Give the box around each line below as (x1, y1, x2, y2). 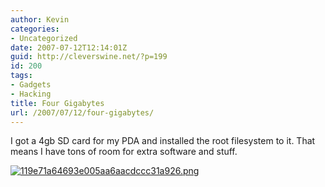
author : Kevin (10, 14, 70, 25)
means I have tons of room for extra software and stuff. (10, 146, 238, 158)
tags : (10, 71, 33, 81)
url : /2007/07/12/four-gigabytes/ (10, 107, 155, 118)
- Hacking (10, 89, 52, 99)
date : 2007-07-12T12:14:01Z (10, 42, 128, 53)
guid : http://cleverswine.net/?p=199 (10, 52, 168, 62)
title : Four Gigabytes (10, 98, 105, 108)
